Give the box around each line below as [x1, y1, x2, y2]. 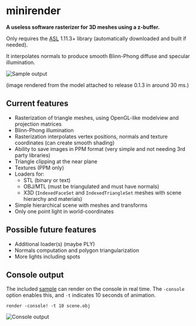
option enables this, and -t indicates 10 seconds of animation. [6, 292, 156, 299]
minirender [6, 4, 61, 18]
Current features [6, 99, 69, 109]
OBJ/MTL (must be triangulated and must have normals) [23, 183, 160, 190]
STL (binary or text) [23, 176, 71, 183]
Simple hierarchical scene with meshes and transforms [14, 201, 148, 209]
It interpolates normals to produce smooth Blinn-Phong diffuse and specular [6, 52, 190, 59]
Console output [6, 270, 64, 280]
